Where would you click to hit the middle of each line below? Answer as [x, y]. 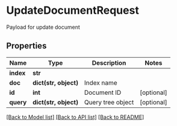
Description [109, 62]
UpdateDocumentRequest [73, 10]
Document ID [103, 92]
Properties [26, 46]
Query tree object [109, 102]
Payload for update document [43, 27]
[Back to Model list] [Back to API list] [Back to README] [75, 117]
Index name [101, 83]
